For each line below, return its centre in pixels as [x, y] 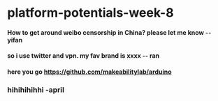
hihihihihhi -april [36, 90]
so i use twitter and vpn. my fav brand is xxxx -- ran [83, 56]
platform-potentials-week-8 [90, 13]
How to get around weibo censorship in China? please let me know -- [109, 32]
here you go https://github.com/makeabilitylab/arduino [90, 72]
